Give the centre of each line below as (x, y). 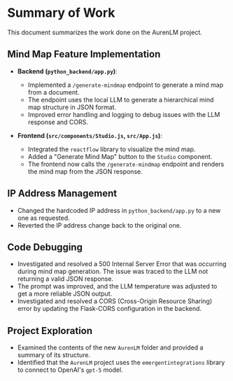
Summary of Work (61, 13)
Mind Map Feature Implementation (84, 54)
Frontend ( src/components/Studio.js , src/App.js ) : (90, 135)
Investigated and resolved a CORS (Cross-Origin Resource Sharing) (115, 301)
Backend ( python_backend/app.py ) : (67, 71)
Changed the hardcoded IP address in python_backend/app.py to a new (119, 210)
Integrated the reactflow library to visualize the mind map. (112, 149)
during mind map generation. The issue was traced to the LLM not (113, 272)
